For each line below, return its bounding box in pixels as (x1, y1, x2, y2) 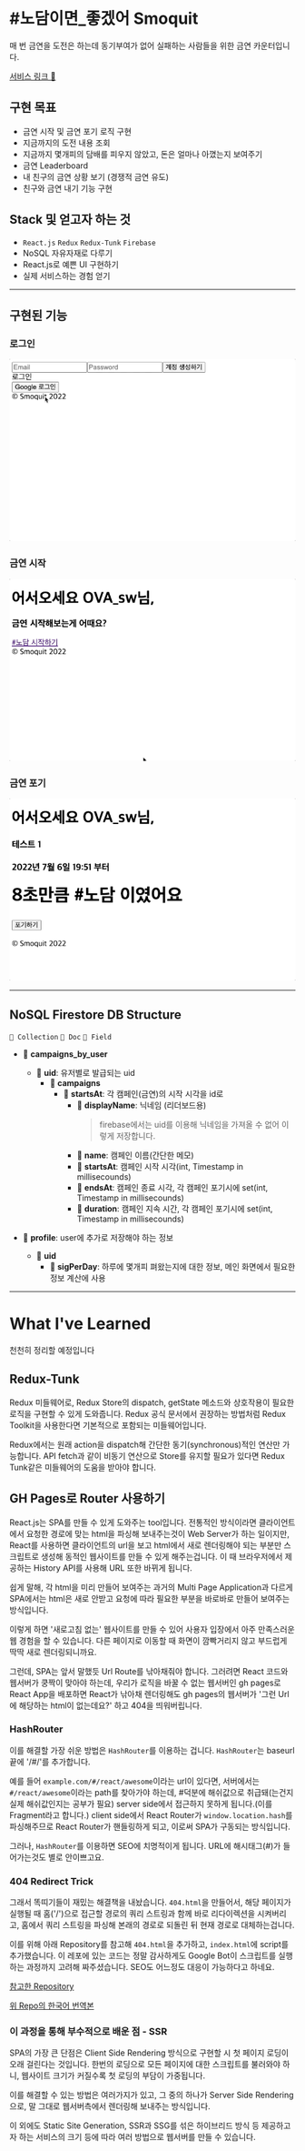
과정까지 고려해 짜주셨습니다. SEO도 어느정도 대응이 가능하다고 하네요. (25, 1962, 275, 1973)
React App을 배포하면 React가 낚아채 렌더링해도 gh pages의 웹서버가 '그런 (9, 1688, 277, 1699)
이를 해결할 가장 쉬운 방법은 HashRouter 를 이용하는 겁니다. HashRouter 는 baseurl (9, 1744, 295, 1755)
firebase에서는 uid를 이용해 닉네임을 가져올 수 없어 (99, 1119, 280, 1130)
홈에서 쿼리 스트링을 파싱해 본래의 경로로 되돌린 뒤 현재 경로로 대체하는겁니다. (21, 1920, 295, 1931)
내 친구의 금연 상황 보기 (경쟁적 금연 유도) (22, 171, 170, 182)
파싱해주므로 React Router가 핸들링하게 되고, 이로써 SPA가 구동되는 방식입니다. (9, 1821, 290, 1832)
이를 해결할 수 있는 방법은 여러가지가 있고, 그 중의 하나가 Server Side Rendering (9, 2089, 294, 2101)
